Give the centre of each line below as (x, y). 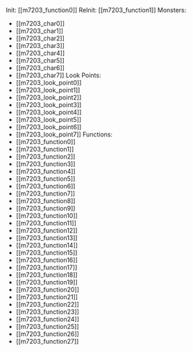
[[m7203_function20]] (48, 289)
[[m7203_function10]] (47, 216)
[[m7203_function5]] (45, 179)
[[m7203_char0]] (40, 23)
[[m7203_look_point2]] (49, 97)
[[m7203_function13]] (47, 238)
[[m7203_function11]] (46, 223)
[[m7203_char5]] (40, 61)
